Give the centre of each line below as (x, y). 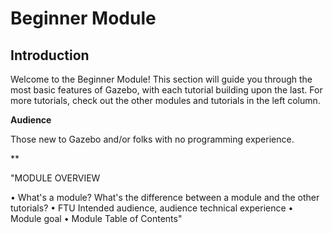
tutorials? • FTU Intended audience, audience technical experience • (152, 208)
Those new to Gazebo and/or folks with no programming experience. (152, 139)
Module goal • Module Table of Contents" (96, 218)
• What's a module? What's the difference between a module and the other (165, 197)
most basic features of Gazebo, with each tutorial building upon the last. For (166, 90)
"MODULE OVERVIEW (55, 178)
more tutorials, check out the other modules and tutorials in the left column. (165, 100)
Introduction (50, 55)
